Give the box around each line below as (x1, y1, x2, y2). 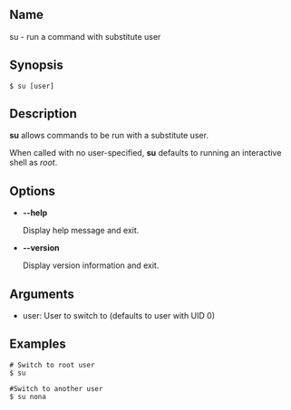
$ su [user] (9, 81, 54, 91)
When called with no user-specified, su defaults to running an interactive (9, 148, 282, 158)
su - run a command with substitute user (9, 31, 161, 42)
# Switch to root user (9, 360, 95, 369)
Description (9, 106, 77, 121)
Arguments (9, 286, 75, 301)
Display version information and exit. (22, 260, 160, 271)
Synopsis (9, 58, 63, 73)
